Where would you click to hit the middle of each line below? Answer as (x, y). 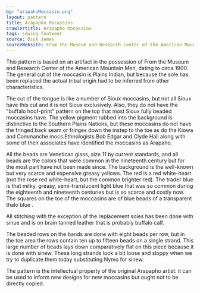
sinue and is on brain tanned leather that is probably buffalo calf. (85, 222)
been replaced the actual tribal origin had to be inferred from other (88, 80)
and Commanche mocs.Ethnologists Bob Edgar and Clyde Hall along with (96, 136)
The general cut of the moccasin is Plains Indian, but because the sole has (97, 74)
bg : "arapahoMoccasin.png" (40, 12)
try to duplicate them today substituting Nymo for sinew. (75, 259)
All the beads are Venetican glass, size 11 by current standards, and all (92, 154)
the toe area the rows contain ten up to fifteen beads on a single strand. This (100, 240)
